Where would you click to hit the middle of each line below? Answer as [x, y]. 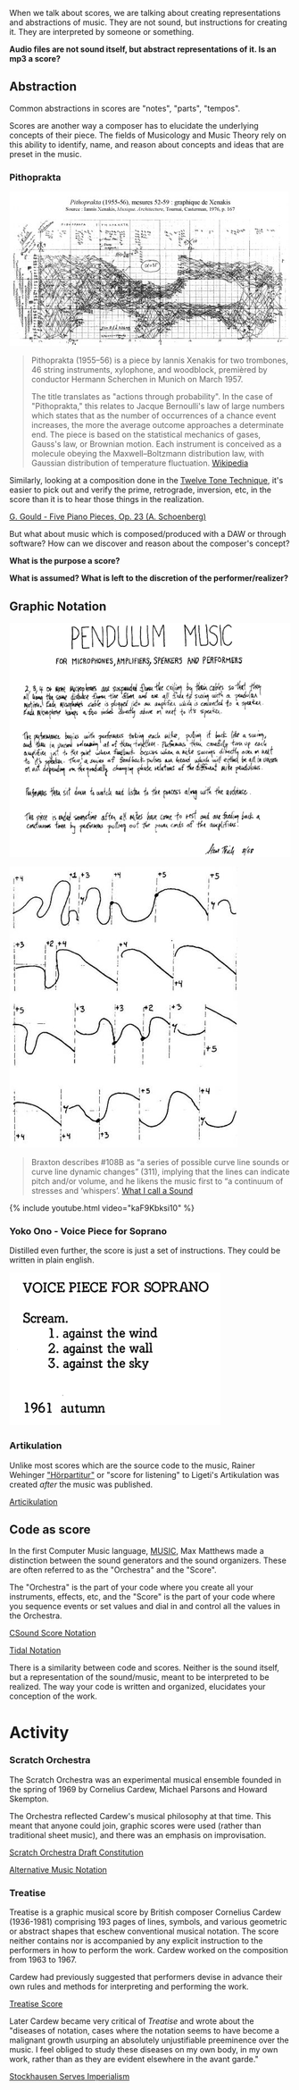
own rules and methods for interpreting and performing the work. [129, 1986]
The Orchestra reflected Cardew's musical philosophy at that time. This [141, 1816]
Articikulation [33, 1501]
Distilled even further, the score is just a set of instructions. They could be [145, 1251]
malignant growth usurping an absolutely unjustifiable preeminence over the [149, 2040]
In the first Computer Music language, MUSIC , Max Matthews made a [137, 1551]
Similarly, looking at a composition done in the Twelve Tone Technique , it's [146, 481]
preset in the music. [46, 154]
